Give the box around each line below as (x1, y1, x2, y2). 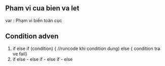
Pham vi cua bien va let (5, 4, 79, 13)
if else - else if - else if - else (12, 56, 73, 62)
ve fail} (12, 50, 28, 57)
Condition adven (5, 32, 59, 41)
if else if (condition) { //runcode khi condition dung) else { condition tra (12, 45, 160, 51)
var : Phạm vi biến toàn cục (5, 17, 62, 23)
